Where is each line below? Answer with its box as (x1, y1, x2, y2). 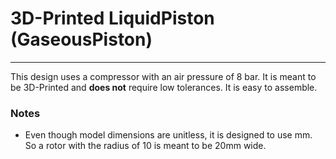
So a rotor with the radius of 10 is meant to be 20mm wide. (24, 140, 267, 152)
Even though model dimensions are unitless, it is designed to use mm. (24, 129, 313, 141)
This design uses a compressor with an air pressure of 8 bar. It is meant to (10, 70, 317, 82)
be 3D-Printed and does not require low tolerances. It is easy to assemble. (10, 81, 318, 93)
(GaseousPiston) (10, 28, 153, 51)
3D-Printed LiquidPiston (10, 7, 215, 30)
